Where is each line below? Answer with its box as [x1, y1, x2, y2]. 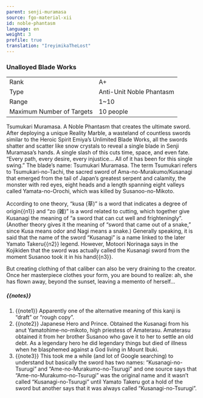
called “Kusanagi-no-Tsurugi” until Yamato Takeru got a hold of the [15, 378, 184, 386]
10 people [98, 108, 128, 116]
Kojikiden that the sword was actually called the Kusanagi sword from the [6, 247, 190, 254]
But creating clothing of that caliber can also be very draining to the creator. [6, 265, 196, 272]
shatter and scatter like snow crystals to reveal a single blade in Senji [6, 142, 179, 149]
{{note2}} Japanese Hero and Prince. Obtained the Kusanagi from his [15, 320, 189, 328]
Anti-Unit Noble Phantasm [98, 87, 174, 96]
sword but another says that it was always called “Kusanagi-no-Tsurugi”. [15, 385, 197, 392]
